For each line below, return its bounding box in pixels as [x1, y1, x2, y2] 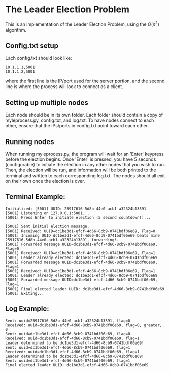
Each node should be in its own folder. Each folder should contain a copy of [5, 112, 163, 118]
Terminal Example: [5, 192, 66, 202]
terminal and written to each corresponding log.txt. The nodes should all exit [5, 173, 165, 179]
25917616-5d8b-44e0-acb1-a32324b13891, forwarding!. [5, 237, 119, 242]
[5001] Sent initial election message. [5, 224, 90, 229]
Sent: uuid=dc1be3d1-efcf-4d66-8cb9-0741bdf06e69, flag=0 [5, 331, 130, 336]
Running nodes [5, 137, 54, 146]
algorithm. [5, 26, 27, 33]
